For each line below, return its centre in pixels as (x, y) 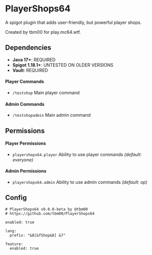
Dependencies (28, 48)
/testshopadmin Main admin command (51, 115)
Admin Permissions (26, 171)
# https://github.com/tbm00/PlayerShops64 (50, 213)
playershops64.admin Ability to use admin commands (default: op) (80, 182)
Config (16, 198)
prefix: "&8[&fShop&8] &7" (38, 235)
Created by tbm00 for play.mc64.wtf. (43, 32)
